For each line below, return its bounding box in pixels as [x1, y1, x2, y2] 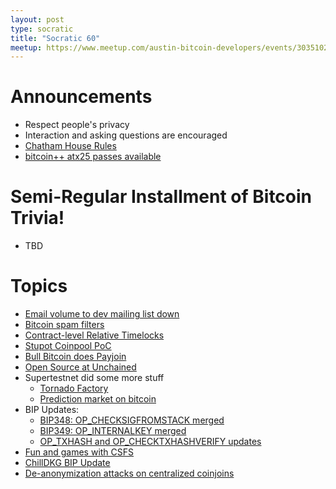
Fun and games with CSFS [24, 446, 135, 458]
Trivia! [10, 207, 65, 230]
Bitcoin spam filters [24, 319, 105, 331]
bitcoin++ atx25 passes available [24, 151, 162, 163]
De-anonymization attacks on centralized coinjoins [24, 467, 235, 480]
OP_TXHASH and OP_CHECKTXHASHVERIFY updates [39, 436, 262, 448]
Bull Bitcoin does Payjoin [24, 351, 127, 363]
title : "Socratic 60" [10, 33, 101, 43]
